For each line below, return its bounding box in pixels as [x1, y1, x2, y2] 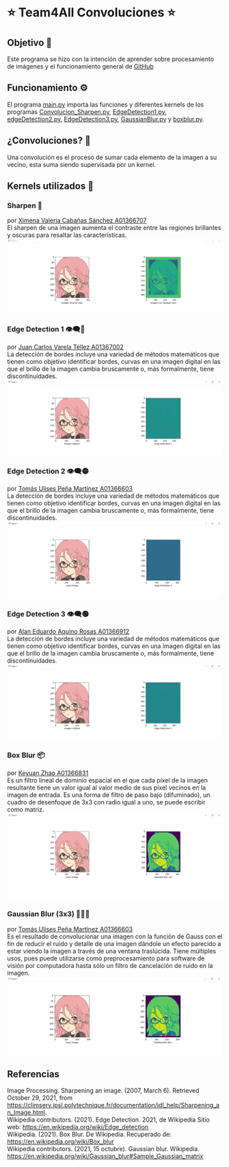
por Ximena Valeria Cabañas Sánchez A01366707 [7, 216, 147, 224]
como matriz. [7, 805, 44, 813]
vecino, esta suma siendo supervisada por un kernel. [7, 160, 156, 168]
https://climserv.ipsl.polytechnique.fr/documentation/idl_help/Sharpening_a [7, 1101, 220, 1109]
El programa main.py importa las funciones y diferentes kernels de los [7, 100, 204, 108]
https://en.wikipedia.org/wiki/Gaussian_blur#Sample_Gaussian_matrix [7, 1152, 204, 1160]
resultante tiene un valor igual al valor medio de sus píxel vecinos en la [7, 783, 206, 792]
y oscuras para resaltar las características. [7, 231, 127, 240]
